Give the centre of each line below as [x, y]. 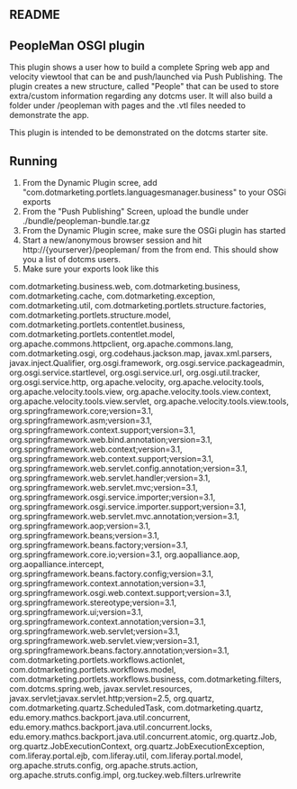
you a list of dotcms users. [72, 260]
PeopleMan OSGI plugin [77, 46]
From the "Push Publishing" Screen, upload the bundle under [135, 212]
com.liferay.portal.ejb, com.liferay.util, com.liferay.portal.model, [126, 756]
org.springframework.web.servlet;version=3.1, [94, 631]
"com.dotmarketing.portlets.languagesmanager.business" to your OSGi [154, 192]
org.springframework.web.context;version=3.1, [96, 449]
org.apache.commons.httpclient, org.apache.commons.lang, [121, 344]
